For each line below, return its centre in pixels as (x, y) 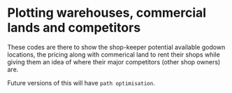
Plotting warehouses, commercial (107, 13)
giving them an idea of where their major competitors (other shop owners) (114, 62)
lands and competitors (74, 28)
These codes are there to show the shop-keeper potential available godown (116, 47)
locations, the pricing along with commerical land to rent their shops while (114, 55)
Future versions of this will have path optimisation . (81, 83)
